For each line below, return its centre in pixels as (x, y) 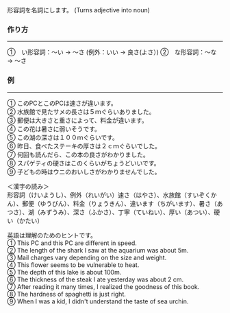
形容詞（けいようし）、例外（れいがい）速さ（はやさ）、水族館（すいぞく (109, 195)
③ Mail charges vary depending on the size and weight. (87, 257)
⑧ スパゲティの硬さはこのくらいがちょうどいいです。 (84, 163)
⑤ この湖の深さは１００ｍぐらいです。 (63, 137)
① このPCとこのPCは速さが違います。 (62, 103)
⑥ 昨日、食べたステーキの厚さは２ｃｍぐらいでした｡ (82, 146)
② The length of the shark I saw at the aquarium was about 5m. (98, 250)
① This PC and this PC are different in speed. (72, 243)
